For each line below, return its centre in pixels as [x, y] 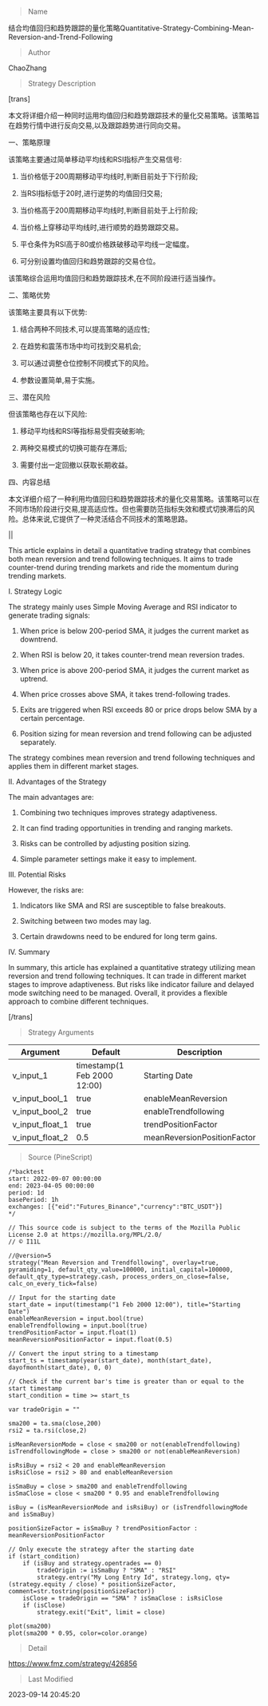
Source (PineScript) [60, 1157]
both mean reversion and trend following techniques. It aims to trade [121, 559]
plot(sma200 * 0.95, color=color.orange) [78, 1633]
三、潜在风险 [29, 397]
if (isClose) [44, 1605]
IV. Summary [29, 952]
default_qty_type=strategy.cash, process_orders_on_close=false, [119, 1277]
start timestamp [35, 1389]
